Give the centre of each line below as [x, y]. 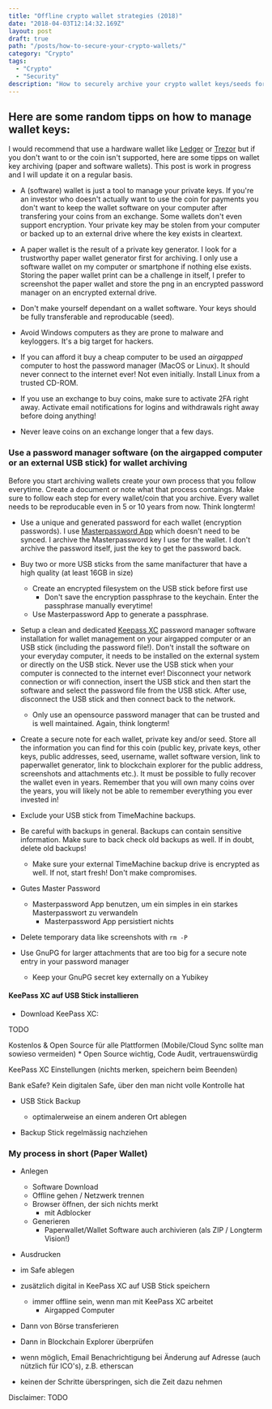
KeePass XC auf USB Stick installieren [74, 996]
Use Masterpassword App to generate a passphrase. [120, 614]
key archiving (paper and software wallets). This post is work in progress [130, 166]
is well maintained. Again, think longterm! [101, 723]
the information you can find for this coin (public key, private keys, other [140, 747]
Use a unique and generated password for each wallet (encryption [131, 522]
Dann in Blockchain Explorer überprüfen [87, 1342]
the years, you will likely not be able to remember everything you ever [136, 791]
